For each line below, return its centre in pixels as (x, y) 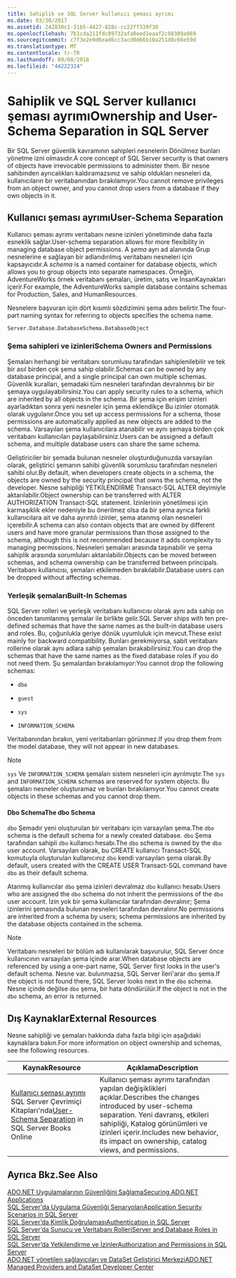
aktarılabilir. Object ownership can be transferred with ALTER (94, 495)
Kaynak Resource (52, 1067)
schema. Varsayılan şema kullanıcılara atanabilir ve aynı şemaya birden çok (116, 429)
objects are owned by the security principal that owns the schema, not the (115, 480)
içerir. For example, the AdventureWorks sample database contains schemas (117, 287)
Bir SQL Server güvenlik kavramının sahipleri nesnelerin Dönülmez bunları (114, 150)
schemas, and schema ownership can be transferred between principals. (113, 562)
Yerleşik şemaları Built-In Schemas (67, 595)
